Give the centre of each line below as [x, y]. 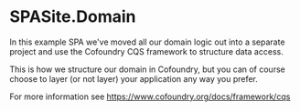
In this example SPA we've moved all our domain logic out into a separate [147, 42]
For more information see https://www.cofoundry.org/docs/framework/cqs [150, 96]
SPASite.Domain [73, 17]
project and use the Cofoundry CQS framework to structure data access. [146, 51]
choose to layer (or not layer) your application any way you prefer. [134, 78]
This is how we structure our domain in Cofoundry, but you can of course [147, 69]
